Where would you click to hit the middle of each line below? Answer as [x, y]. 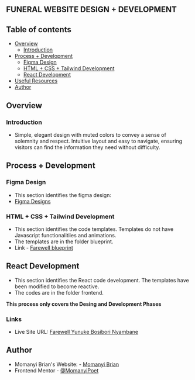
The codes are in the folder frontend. [59, 292]
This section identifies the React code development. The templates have [102, 280]
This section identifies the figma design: [63, 195]
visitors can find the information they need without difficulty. [87, 147]
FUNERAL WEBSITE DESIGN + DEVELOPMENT [91, 10]
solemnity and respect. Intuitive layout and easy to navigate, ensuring [98, 141]
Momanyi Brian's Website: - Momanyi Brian [66, 364]
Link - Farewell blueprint [44, 247]
